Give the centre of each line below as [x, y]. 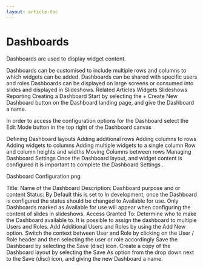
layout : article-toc [32, 12]
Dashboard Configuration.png [43, 176]
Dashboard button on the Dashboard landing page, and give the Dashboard [100, 102]
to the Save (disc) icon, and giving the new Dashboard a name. [85, 258]
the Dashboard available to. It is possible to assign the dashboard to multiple [101, 220]
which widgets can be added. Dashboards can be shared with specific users [102, 77]
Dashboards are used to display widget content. [66, 59]
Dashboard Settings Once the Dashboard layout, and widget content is [95, 158]
